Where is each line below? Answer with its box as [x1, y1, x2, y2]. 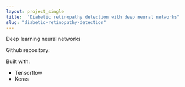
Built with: [6, 58, 31, 65]
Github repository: [6, 47, 50, 54]
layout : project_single [6, 8, 65, 15]
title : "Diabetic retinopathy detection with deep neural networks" [6, 14, 180, 20]
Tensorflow [14, 69, 42, 76]
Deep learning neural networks [6, 36, 81, 43]
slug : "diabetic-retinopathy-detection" [6, 19, 107, 25]
